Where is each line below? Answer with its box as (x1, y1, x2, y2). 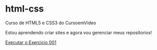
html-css (5, 3, 44, 15)
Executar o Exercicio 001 (5, 39, 57, 45)
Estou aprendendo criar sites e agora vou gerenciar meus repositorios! (5, 29, 152, 35)
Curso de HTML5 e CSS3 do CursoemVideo (5, 20, 96, 26)
